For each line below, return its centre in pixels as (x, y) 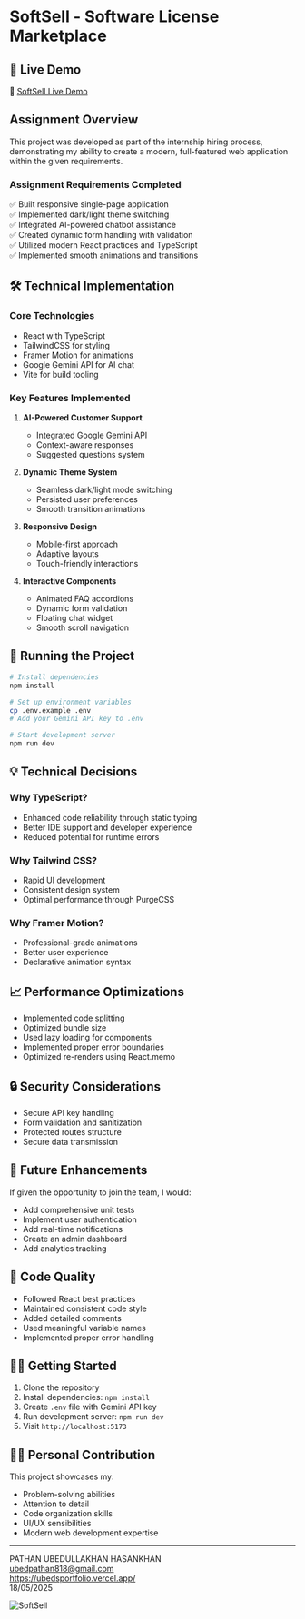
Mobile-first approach (77, 544)
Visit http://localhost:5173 (74, 1426)
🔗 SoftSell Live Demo (49, 91)
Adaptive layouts (68, 554)
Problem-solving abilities (69, 1495)
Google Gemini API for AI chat (78, 364)
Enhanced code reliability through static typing (110, 817)
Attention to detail (56, 1504)
